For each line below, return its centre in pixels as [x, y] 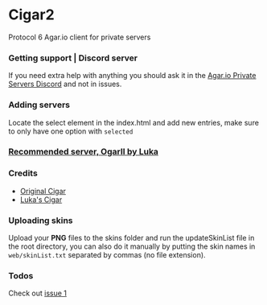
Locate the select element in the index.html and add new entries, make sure [134, 122]
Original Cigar [43, 191]
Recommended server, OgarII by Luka [84, 152]
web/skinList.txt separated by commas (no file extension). [107, 255]
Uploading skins [41, 221]
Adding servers [39, 105]
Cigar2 [31, 15]
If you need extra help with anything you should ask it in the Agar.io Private [132, 76]
